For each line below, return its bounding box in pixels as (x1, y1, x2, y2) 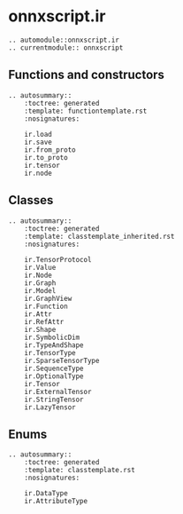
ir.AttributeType (24, 497, 88, 506)
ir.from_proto (24, 145, 76, 154)
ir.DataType (24, 489, 68, 498)
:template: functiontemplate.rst (24, 107, 148, 115)
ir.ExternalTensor (24, 387, 92, 396)
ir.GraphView (24, 294, 72, 303)
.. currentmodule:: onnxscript (8, 43, 124, 52)
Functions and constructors (8, 67, 165, 83)
